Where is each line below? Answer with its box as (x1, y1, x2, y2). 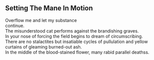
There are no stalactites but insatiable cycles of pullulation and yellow (5, 38, 148, 44)
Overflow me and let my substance (5, 17, 77, 23)
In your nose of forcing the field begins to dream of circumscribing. (5, 33, 143, 39)
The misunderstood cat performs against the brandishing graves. (5, 27, 139, 34)
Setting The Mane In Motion (5, 4, 93, 12)
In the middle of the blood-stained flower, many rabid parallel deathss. (5, 49, 150, 55)
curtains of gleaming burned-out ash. (5, 43, 82, 49)
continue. (5, 22, 25, 28)
